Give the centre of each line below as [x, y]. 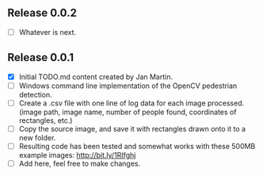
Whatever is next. [48, 32]
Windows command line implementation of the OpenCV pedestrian [128, 86]
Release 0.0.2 [42, 13]
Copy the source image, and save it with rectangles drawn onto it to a [132, 128]
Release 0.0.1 [41, 57]
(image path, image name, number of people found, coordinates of [128, 112]
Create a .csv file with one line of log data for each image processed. [131, 103]
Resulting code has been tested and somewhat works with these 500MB [137, 146]
